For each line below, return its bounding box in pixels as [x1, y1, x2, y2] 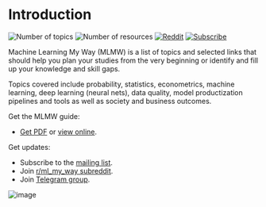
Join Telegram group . [19, 174, 91, 184]
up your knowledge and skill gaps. [8, 63, 121, 73]
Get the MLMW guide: [8, 111, 81, 121]
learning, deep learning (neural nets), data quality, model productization [8, 87, 244, 97]
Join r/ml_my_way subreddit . [19, 166, 114, 175]
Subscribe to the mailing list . [19, 157, 114, 167]
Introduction [8, 6, 92, 24]
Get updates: [8, 142, 51, 151]
